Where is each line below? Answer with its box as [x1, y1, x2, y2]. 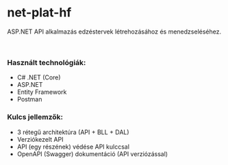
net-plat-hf [7, 5, 72, 21]
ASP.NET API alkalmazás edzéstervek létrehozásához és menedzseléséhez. [7, 27, 221, 36]
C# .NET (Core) [16, 73, 61, 81]
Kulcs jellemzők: [7, 112, 64, 122]
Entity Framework [16, 88, 67, 97]
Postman [16, 95, 42, 103]
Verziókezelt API [16, 135, 64, 143]
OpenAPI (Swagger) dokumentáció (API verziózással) [16, 149, 168, 158]
